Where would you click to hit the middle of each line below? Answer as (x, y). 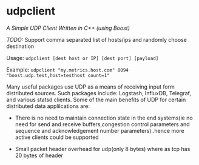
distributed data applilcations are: (48, 106)
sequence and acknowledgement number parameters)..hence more (99, 130)
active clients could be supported (57, 137)
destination (20, 46)
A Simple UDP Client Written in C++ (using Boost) (68, 28)
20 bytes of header (39, 155)
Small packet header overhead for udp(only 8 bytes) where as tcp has (103, 149)
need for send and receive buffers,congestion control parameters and (102, 124)
